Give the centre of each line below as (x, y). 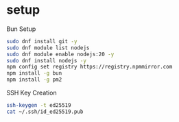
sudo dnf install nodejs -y (47, 60)
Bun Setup (21, 29)
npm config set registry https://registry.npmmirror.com (89, 67)
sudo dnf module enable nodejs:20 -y (60, 54)
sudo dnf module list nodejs (48, 48)
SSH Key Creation (32, 93)
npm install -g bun (34, 73)
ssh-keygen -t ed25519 (39, 106)
